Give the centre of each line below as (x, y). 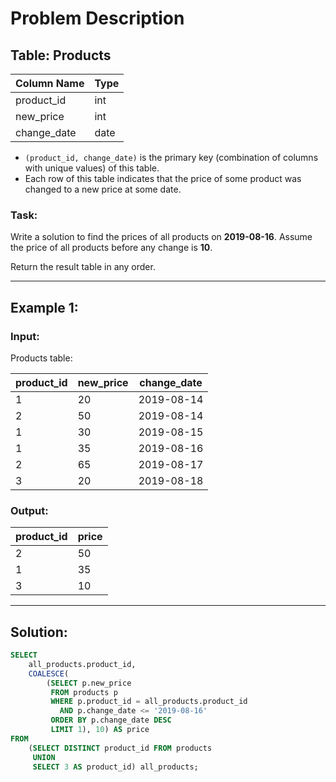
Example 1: (44, 307)
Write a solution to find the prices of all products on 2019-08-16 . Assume (161, 237)
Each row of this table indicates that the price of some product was (163, 178)
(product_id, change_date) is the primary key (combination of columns (171, 157)
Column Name (50, 83)
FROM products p (84, 692)
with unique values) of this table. (92, 168)
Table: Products (61, 55)
